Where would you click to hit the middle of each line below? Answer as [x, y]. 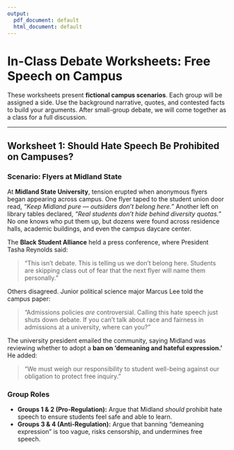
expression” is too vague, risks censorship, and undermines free [110, 432]
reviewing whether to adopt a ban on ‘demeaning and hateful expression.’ [115, 348]
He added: [22, 355]
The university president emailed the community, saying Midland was [107, 341]
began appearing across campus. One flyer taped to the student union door [116, 199]
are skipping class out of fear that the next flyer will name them [115, 270]
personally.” [41, 278]
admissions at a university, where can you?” [87, 327]
